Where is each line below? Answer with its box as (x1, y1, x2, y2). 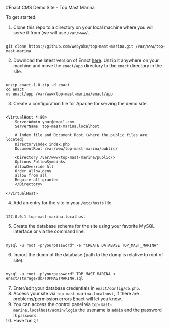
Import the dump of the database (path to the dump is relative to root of (13, 252, 163, 257)
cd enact (6, 87, 24, 92)
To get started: (6, 14, 37, 20)
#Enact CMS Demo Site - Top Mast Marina (6, 5, 95, 10)
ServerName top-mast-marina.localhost (15, 124, 100, 129)
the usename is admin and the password (78, 307, 162, 313)
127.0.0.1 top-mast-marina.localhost (6, 214, 86, 219)
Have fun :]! (13, 318, 38, 323)
